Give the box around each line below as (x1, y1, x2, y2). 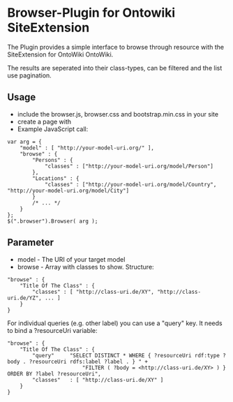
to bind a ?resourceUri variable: (7, 326, 98, 334)
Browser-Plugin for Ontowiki (7, 5, 176, 21)
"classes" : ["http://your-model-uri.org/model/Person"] (44, 163, 214, 170)
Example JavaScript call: (17, 124, 89, 133)
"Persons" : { (32, 156, 73, 163)
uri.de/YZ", (7, 295, 42, 301)
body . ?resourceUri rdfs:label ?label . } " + (7, 358, 149, 365)
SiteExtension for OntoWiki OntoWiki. (7, 50, 114, 59)
